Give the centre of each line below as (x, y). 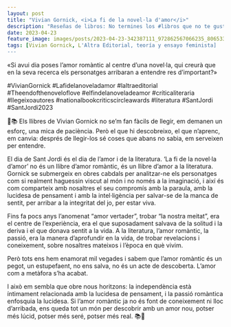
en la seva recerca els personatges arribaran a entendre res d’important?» (112, 72)
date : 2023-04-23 (32, 33)
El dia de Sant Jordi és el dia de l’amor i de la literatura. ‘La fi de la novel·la (112, 159)
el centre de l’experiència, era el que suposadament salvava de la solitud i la (115, 223)
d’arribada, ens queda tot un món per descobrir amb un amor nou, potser (111, 308)
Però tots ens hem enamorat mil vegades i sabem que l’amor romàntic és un (114, 259)
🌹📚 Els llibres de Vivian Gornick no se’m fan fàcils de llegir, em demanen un (115, 121)
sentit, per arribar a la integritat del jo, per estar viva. (81, 203)
